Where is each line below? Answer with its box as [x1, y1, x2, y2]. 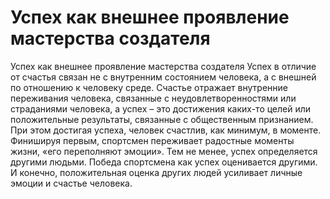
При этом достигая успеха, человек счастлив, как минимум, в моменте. [10, 124, 322, 136]
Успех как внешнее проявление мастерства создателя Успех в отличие [10, 60, 317, 72]
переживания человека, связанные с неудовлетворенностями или [10, 92, 297, 104]
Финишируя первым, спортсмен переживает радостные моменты [10, 134, 295, 146]
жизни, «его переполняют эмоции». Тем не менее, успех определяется [10, 145, 318, 157]
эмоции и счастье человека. [10, 177, 133, 189]
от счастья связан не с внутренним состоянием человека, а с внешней [10, 71, 317, 83]
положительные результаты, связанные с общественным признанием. [10, 113, 314, 125]
